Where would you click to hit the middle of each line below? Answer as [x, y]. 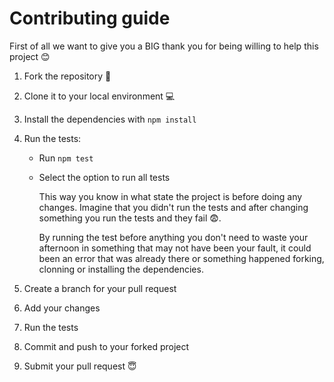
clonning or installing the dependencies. [121, 269]
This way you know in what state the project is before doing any [170, 196]
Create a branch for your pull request [100, 288]
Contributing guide [90, 18]
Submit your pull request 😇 [80, 366]
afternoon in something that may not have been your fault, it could [175, 248]
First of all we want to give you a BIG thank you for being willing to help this [164, 46]
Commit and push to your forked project [106, 346]
